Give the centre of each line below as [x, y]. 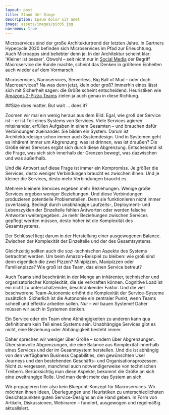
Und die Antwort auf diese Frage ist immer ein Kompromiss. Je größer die [82, 168]
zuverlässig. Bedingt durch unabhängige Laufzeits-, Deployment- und [78, 204]
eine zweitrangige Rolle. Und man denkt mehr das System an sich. [74, 377]
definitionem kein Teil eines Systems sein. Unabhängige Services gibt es [81, 324]
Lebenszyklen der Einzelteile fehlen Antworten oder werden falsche [76, 210]
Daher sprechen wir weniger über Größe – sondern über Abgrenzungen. [80, 339]
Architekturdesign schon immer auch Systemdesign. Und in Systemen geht [83, 137]
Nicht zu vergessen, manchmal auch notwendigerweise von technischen [81, 366]
